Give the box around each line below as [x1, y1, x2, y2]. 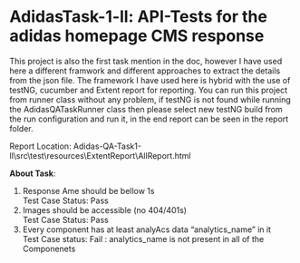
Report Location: [9, 141, 72, 151]
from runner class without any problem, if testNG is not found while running [9, 93, 292, 105]
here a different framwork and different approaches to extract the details [9, 65, 281, 76]
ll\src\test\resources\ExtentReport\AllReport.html [9, 150, 191, 161]
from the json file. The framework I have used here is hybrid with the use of [9, 74, 291, 85]
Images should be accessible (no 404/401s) [22, 204, 188, 215]
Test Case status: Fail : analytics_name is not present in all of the [22, 233, 265, 244]
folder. [9, 122, 34, 133]
